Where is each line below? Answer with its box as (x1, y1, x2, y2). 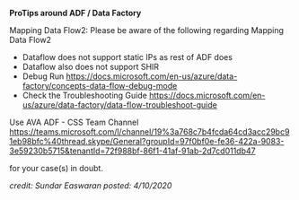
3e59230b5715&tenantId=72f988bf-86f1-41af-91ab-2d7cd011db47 (9, 145, 256, 156)
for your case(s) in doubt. (9, 163, 103, 173)
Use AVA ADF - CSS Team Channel (9, 117, 139, 127)
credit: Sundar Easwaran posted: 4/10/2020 (9, 180, 172, 191)
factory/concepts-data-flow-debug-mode (22, 81, 178, 91)
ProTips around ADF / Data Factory (9, 8, 142, 18)
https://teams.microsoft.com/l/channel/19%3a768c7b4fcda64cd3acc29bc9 (9, 126, 290, 137)
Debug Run (22, 71, 65, 82)
